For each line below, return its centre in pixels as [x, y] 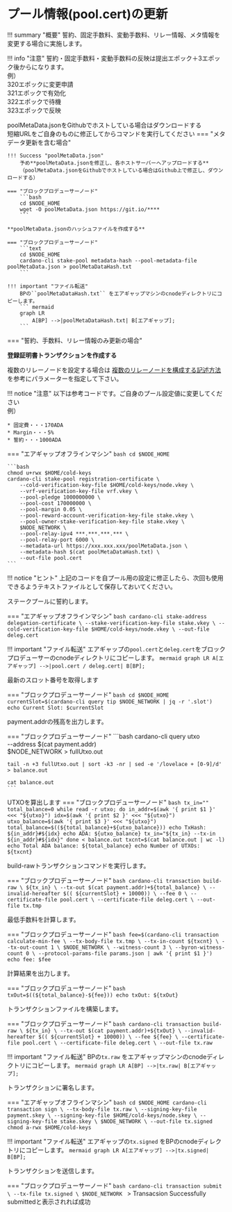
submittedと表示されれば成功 [49, 1202]
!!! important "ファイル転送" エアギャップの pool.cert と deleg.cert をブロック [116, 649]
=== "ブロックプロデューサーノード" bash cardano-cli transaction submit [115, 1186]
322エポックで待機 [34, 101]
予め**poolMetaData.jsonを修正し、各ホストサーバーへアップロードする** [115, 163]
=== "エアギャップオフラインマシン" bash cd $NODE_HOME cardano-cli [107, 1102]
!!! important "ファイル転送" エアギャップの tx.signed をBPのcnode [102, 1141]
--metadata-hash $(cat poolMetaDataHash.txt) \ [90, 552]
